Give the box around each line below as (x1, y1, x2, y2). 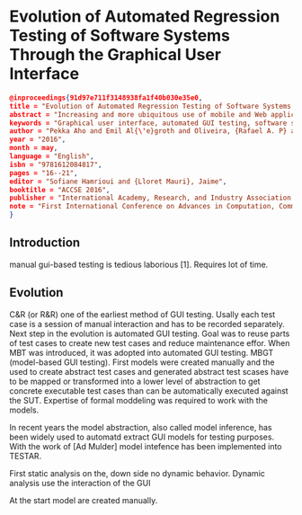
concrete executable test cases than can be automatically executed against (9, 385, 289, 396)
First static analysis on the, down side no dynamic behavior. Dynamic (9, 467, 265, 478)
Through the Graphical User (9, 45, 222, 65)
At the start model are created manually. (9, 494, 158, 505)
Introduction (9, 235, 81, 251)
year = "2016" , (9, 135, 67, 145)
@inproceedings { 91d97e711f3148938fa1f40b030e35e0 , (9, 93, 203, 102)
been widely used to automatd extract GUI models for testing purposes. (9, 431, 275, 442)
